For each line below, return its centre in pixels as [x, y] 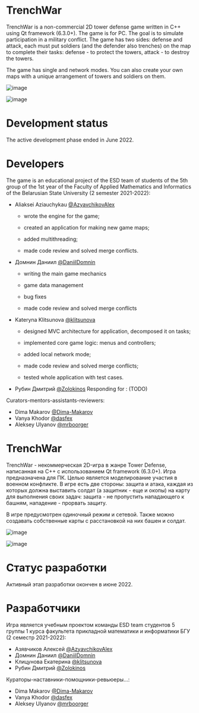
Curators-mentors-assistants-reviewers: [56, 400]
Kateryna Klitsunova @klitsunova [55, 319]
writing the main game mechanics [65, 274]
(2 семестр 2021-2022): [36, 637]
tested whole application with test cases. [73, 377]
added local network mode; [57, 354]
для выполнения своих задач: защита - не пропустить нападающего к [95, 497]
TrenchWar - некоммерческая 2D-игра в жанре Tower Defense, [86, 465]
